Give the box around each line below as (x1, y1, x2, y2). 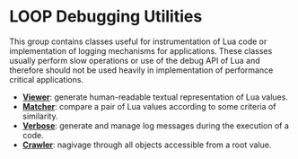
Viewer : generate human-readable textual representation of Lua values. (22, 92, 289, 102)
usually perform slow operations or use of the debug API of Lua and (9, 55, 260, 66)
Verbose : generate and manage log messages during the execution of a (22, 119, 290, 131)
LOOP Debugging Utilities (9, 6, 203, 27)
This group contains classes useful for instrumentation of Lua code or (9, 36, 267, 47)
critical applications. (9, 74, 83, 84)
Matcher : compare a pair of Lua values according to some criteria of (22, 101, 276, 111)
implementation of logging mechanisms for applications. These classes (9, 45, 273, 56)
